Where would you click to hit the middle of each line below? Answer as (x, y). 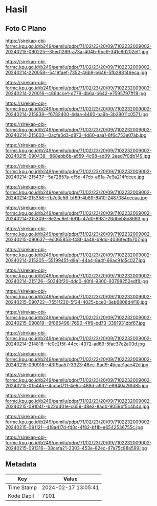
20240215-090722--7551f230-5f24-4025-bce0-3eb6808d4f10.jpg (76, 302)
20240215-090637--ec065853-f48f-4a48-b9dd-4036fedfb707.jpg (76, 239)
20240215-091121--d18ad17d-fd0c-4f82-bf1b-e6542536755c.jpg (74, 427)
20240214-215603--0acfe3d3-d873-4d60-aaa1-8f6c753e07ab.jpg (76, 135)
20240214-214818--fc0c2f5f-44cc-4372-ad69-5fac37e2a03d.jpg (75, 344)
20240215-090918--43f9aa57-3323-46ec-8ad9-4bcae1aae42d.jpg (77, 365)
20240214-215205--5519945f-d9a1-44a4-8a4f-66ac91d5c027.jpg (75, 260)
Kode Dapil (21, 496)
